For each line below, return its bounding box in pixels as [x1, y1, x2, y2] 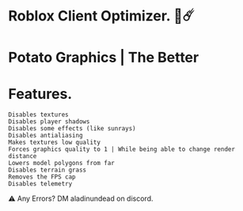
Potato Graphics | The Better [8, 49, 199, 66]
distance [8, 153, 37, 160]
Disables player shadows [8, 118, 90, 126]
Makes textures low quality [8, 138, 101, 147]
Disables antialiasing [8, 132, 83, 140]
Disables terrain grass [8, 166, 87, 175]
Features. [8, 85, 73, 103]
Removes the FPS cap [8, 173, 77, 181]
